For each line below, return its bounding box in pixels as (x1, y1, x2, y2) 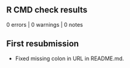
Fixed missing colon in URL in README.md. (15, 55, 125, 62)
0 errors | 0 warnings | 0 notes (6, 21, 84, 28)
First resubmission (6, 39, 79, 49)
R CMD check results (6, 5, 88, 15)
